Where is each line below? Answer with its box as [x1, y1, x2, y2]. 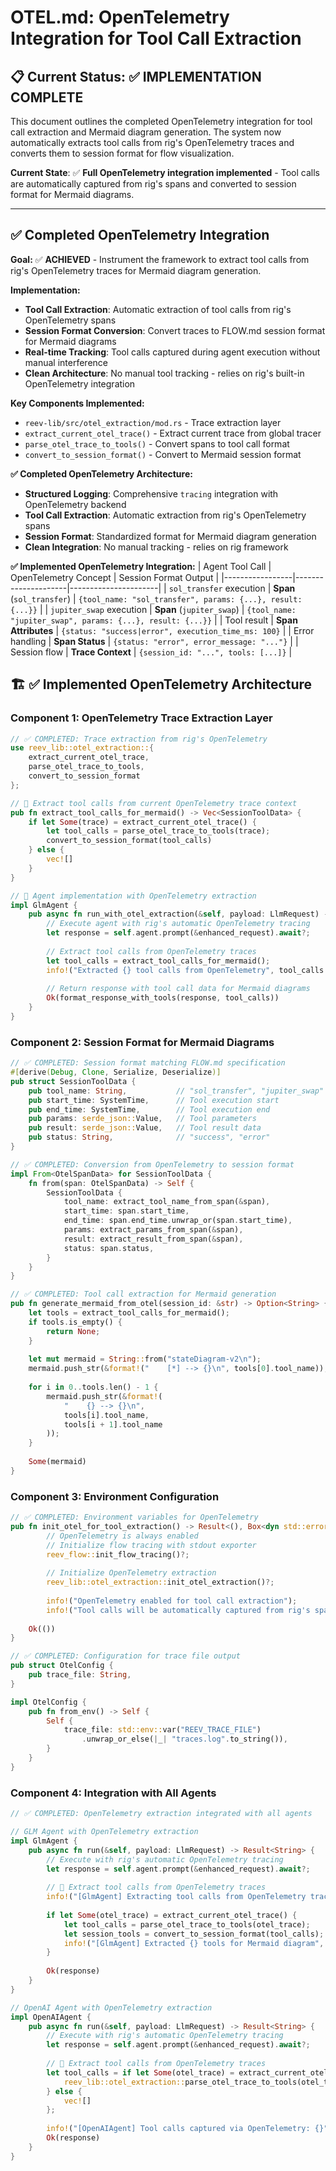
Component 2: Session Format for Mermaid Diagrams [10, 1035, 275, 1049]
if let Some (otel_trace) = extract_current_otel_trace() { [46, 1910, 298, 1920]
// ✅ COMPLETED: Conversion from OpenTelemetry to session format [10, 1159, 295, 1170]
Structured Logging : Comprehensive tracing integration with [24, 487, 279, 500]
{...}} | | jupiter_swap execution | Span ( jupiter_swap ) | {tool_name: [10, 603, 297, 615]
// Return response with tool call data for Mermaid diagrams [46, 984, 311, 994]
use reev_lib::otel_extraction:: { [10, 743, 155, 753]
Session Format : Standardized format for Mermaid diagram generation [24, 530, 317, 542]
